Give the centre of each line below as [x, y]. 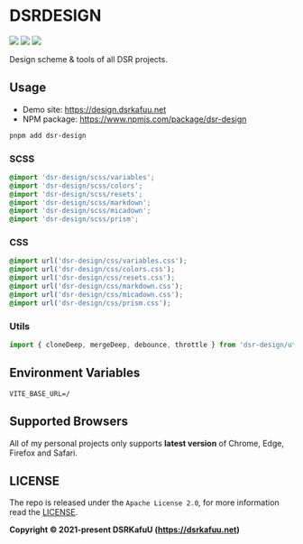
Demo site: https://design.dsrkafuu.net [94, 109]
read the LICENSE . [44, 512]
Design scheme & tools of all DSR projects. [89, 59]
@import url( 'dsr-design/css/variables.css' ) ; [98, 261]
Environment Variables [75, 373]
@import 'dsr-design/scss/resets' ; [76, 194]
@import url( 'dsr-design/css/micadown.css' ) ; [96, 294]
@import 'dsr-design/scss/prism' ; [74, 219]
